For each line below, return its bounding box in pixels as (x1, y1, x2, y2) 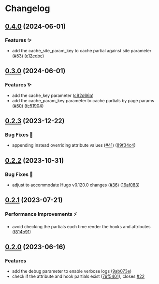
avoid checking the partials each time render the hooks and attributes (12, 223, 151, 229)
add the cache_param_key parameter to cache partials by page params (12, 97, 155, 103)
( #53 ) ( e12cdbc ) (12, 53, 44, 59)
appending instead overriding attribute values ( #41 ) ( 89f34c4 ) (12, 142, 136, 148)
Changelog (5, 3, 50, 14)
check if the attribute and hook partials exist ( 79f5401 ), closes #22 (12, 273, 145, 279)
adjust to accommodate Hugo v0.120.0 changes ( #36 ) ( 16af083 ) (12, 182, 140, 188)
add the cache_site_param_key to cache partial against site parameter (12, 47, 152, 53)
